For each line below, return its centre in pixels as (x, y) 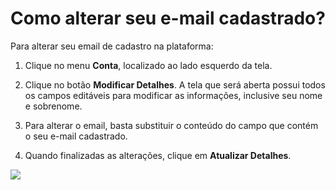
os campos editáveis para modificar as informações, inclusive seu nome (173, 95)
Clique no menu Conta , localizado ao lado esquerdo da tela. (148, 65)
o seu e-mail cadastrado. (76, 136)
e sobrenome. (53, 106)
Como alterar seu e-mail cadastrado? (168, 18)
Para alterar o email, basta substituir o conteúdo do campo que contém (171, 125)
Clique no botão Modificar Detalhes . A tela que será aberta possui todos (175, 84)
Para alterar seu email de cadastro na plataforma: (112, 46)
